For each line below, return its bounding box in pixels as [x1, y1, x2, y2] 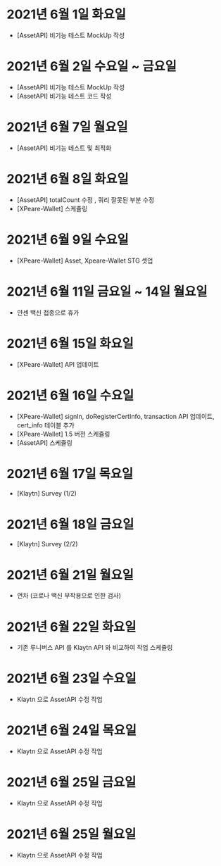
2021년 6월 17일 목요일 [6, 465, 134, 482]
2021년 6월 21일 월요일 [6, 567, 134, 583]
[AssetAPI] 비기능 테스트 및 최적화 [16, 144, 112, 152]
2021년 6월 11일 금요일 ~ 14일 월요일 [6, 283, 208, 299]
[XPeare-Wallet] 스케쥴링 [16, 204, 88, 213]
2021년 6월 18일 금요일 [6, 516, 134, 532]
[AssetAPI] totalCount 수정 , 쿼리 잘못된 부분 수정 [16, 195, 155, 204]
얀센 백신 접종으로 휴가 [16, 308, 80, 317]
